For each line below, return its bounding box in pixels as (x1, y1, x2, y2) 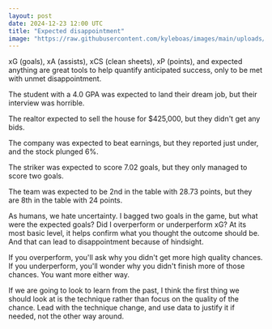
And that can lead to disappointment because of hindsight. (8, 237, 204, 247)
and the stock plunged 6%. (8, 147, 99, 156)
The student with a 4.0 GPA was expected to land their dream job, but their (8, 90, 257, 100)
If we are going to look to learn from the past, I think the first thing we (8, 285, 240, 296)
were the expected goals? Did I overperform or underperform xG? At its (8, 220, 247, 229)
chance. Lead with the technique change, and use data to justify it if (8, 303, 235, 313)
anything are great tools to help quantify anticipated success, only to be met (8, 66, 263, 75)
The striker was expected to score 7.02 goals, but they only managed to (8, 163, 248, 173)
